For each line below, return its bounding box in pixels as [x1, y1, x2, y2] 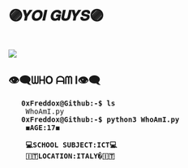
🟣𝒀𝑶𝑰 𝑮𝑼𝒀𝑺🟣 [8, 6, 104, 25]
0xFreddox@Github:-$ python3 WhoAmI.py [21, 115, 180, 124]
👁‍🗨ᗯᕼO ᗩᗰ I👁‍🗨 [8, 73, 101, 87]
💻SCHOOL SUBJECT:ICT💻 [25, 140, 117, 150]
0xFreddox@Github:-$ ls [21, 99, 116, 108]
